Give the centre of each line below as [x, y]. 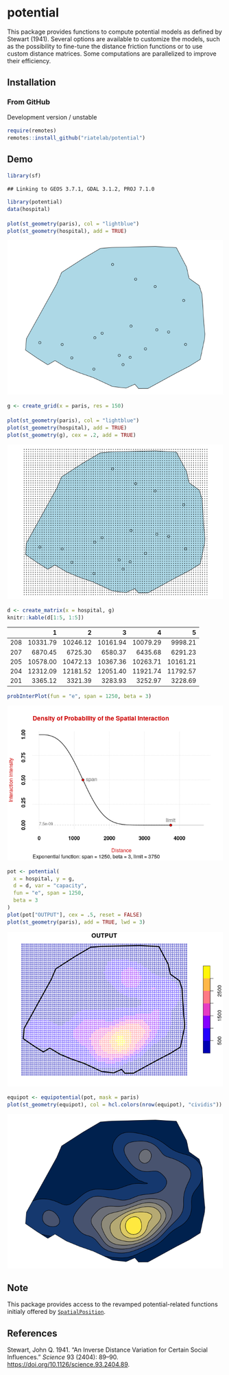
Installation [32, 83]
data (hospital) [29, 209]
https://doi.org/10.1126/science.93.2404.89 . [69, 1365]
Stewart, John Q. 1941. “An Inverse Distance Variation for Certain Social [107, 1350]
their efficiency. [29, 60]
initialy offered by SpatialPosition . [57, 1312]
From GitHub [28, 102]
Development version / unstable [52, 117]
